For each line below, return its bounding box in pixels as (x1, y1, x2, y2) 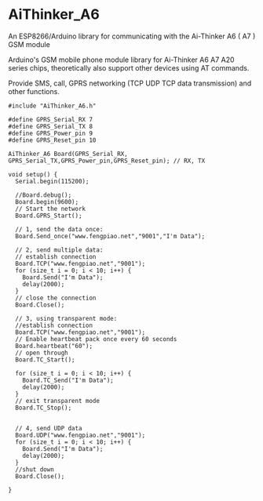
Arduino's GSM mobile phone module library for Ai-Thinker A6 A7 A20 (8, 55, 235, 64)
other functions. (8, 86, 60, 96)
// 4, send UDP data (15, 424, 82, 432)
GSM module (8, 39, 51, 49)
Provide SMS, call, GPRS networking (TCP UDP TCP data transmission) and (8, 78, 252, 88)
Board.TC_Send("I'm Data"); (22, 376, 114, 384)
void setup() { (8, 170, 58, 178)
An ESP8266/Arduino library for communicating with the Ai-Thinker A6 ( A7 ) (8, 31, 256, 41)
